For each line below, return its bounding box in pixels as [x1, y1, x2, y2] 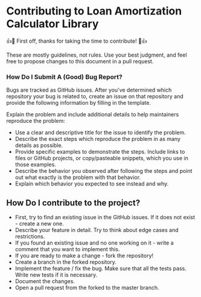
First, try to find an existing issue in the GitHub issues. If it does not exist [14, 214, 195, 221]
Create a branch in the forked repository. [14, 258, 116, 266]
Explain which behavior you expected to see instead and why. [14, 180, 169, 187]
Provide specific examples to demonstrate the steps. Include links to [14, 148, 185, 155]
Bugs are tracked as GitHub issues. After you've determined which [6, 86, 172, 94]
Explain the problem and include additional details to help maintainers [6, 111, 179, 118]
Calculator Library [6, 17, 99, 31]
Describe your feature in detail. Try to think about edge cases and [14, 227, 179, 234]
